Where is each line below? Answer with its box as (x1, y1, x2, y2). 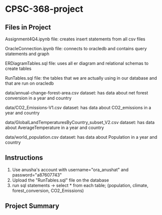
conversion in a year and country (5, 95, 72, 101)
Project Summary (5, 202, 60, 210)
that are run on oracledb (5, 80, 54, 86)
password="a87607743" (12, 172, 62, 178)
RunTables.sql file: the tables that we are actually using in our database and (5, 75, 158, 81)
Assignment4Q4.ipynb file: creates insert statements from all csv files (5, 36, 145, 42)
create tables (5, 65, 32, 71)
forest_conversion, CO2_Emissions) (12, 187, 84, 193)
